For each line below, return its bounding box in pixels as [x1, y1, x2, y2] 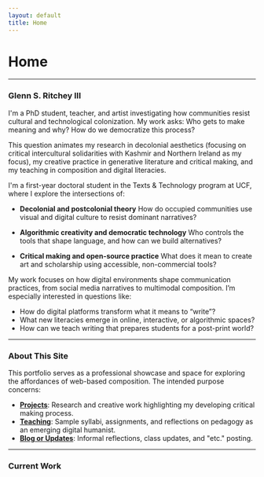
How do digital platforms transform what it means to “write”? [19, 306, 216, 316]
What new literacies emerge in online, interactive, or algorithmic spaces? [19, 315, 255, 325]
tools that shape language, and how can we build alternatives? [19, 236, 222, 245]
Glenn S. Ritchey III [8, 90, 82, 101]
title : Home [8, 19, 47, 27]
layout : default [8, 11, 61, 20]
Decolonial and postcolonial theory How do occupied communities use [19, 204, 253, 213]
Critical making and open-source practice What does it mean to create [19, 251, 253, 260]
